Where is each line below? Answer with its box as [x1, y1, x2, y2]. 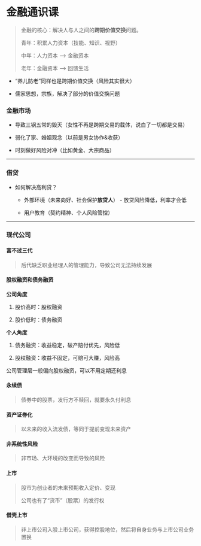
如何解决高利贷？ [14, 183, 57, 190]
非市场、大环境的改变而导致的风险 [20, 454, 105, 462]
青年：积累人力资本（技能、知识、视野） [20, 39, 121, 46]
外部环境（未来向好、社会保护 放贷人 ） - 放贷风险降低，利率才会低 [23, 196, 187, 204]
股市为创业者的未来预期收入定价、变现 [20, 484, 115, 491]
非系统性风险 [6, 440, 38, 447]
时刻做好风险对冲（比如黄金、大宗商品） [14, 147, 115, 154]
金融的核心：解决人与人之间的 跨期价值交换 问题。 [20, 26, 142, 34]
